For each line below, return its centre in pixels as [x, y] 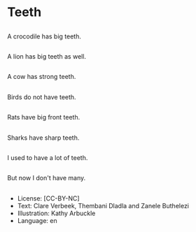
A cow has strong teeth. [42, 77]
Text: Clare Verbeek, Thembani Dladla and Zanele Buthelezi [103, 205]
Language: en [37, 220]
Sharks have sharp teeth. [43, 138]
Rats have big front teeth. [44, 117]
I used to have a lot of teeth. [48, 157]
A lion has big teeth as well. [47, 56]
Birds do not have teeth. [42, 97]
